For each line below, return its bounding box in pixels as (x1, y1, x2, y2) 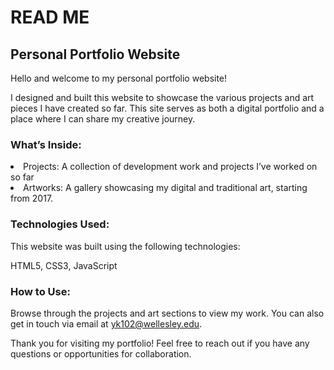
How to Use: (10, 284, 71, 298)
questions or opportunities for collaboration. (10, 347, 192, 360)
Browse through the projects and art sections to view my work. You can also (10, 307, 325, 319)
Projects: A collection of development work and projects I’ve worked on (23, 161, 318, 173)
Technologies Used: (10, 217, 110, 231)
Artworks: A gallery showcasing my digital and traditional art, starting (23, 182, 308, 194)
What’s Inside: (10, 137, 82, 151)
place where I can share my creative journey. (10, 113, 196, 125)
